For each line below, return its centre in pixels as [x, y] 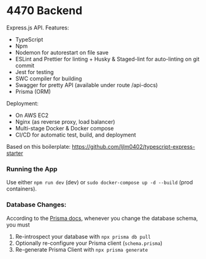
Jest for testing [34, 72]
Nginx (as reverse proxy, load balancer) [65, 122]
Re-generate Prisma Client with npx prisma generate [82, 249]
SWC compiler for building [48, 78]
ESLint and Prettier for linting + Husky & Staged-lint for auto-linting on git [107, 59]
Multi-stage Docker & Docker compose [64, 128]
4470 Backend [44, 11]
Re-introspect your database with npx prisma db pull [83, 236]
